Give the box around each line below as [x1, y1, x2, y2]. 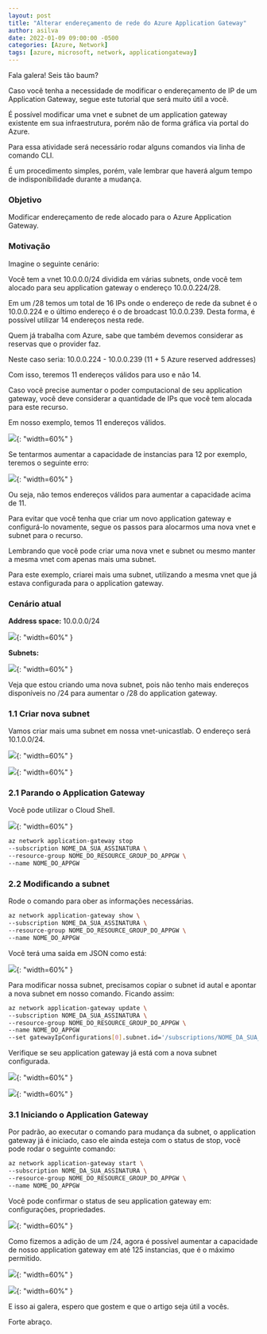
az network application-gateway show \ [8, 912, 141, 920]
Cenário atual [8, 598, 62, 609]
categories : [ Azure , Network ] [8, 41, 109, 49]
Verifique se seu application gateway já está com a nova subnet [8, 1048, 217, 1058]
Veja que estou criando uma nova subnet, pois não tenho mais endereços [8, 680, 249, 689]
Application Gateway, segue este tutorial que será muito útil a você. [8, 95, 229, 103]
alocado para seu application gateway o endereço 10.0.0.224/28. [8, 283, 221, 292]
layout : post [8, 11, 52, 20]
